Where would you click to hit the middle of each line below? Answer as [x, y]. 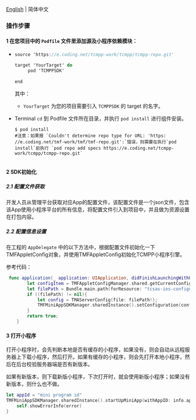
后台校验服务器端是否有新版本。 [55, 364]
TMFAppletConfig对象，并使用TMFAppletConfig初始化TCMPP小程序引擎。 [96, 254]
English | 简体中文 [27, 9]
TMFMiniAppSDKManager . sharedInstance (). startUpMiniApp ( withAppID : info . [96, 400]
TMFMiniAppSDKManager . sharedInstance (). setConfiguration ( [109, 305]
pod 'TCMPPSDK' [46, 70]
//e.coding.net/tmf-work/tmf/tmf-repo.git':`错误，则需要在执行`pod [95, 142]
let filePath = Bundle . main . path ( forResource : [85, 289]
